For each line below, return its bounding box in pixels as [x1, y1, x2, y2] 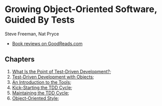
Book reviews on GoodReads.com [12, 40, 83, 46]
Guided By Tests [5, 14, 75, 26]
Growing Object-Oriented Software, [5, 4, 157, 15]
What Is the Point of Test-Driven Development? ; [12, 68, 112, 74]
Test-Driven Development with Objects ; [12, 74, 94, 80]
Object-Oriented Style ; [12, 95, 59, 101]
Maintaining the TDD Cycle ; [12, 89, 70, 96]
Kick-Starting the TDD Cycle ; [12, 84, 73, 90]
